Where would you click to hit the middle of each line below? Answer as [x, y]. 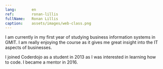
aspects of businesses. [29, 47]
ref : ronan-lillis [32, 14]
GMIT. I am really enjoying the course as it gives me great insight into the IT [82, 43]
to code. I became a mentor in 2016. [42, 62]
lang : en [21, 10]
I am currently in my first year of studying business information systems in [80, 37]
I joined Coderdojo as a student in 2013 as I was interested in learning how [81, 57]
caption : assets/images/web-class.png [48, 23]
